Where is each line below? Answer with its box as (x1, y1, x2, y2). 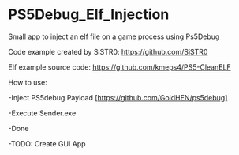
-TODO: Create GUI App (8, 138, 86, 148)
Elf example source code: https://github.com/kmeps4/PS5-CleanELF (8, 62, 231, 72)
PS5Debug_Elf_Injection (8, 6, 170, 24)
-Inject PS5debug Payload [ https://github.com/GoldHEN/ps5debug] (8, 93, 228, 102)
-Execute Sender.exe (8, 108, 77, 118)
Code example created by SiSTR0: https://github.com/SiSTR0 (8, 47, 208, 56)
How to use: (8, 77, 47, 87)
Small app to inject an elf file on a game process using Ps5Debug (8, 32, 220, 41)
